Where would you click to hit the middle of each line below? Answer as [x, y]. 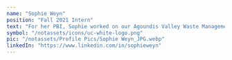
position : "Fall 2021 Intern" [50, 20]
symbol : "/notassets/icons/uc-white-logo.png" [75, 33]
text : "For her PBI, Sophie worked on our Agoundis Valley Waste [102, 26]
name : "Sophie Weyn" [36, 13]
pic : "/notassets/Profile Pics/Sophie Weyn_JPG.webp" [86, 39]
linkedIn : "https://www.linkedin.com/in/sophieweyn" [84, 46]
